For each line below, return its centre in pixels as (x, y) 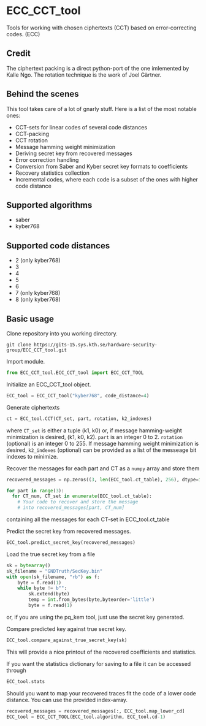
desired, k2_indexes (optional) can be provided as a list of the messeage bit (101, 450)
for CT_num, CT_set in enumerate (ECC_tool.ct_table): (82, 496)
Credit (18, 54)
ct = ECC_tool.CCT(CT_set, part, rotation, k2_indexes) (79, 418)
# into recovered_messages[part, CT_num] (71, 508)
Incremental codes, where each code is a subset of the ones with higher (106, 179)
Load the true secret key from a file (51, 554)
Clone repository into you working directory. (62, 334)
